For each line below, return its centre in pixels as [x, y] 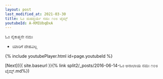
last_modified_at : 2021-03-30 [36, 14]
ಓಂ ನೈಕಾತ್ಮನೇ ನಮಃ [19, 37]
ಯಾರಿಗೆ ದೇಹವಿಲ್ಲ [25, 47]
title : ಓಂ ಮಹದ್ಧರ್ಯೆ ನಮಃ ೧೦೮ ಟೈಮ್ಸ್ [36, 18]
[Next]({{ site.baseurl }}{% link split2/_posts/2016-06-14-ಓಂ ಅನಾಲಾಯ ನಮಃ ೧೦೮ [81, 65]
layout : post [18, 9]
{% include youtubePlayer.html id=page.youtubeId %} [59, 56]
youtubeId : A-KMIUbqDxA [29, 23]
